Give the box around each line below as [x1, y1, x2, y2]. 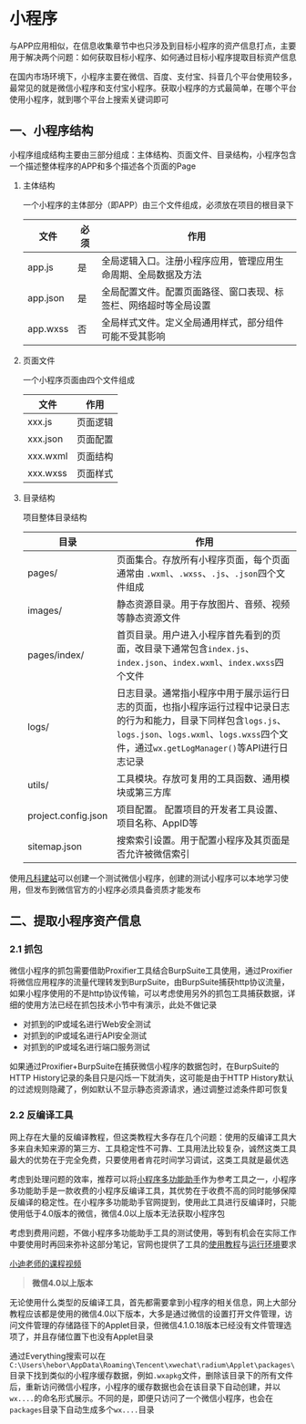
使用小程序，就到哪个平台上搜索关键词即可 [9, 93, 169, 105]
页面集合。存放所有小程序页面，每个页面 [117, 553, 291, 566]
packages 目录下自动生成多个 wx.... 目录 [9, 1404, 155, 1415]
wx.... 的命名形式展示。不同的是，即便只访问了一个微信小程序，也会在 [9, 1392, 273, 1403]
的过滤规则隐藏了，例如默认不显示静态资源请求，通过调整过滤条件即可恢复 [9, 1084, 289, 1095]
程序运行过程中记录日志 [189, 700, 291, 712]
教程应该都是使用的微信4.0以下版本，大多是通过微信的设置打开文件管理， [9, 1308, 285, 1319]
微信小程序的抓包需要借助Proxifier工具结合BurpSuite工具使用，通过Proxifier [9, 965, 293, 976]
